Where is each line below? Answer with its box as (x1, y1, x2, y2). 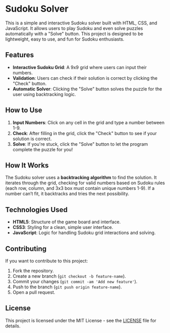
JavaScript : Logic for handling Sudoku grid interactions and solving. (12, 229, 156, 236)
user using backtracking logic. (12, 91, 76, 97)
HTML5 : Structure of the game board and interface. (12, 219, 121, 225)
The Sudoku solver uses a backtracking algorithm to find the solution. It (5, 175, 157, 181)
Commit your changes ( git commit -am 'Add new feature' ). (12, 279, 138, 284)
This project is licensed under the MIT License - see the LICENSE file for (5, 317, 156, 323)
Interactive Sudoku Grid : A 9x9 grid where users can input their (12, 64, 147, 70)
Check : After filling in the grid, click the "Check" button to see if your (12, 130, 157, 136)
